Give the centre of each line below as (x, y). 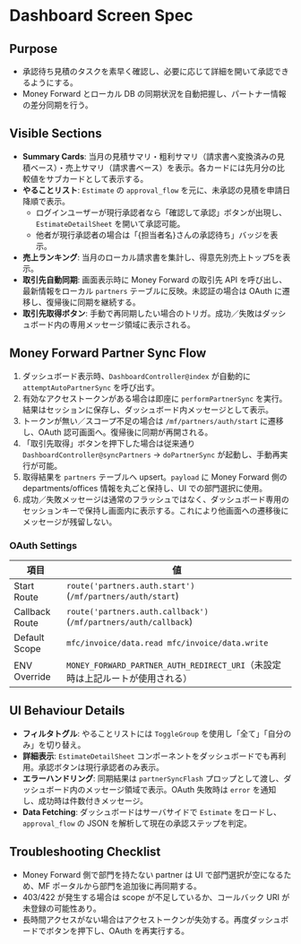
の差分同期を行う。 (57, 105)
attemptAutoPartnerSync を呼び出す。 (90, 387)
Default (29, 637)
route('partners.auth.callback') (138, 611)
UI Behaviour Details (67, 710)
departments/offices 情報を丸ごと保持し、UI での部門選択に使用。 (144, 488)
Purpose (34, 49)
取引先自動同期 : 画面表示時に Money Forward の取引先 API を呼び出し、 (155, 280)
